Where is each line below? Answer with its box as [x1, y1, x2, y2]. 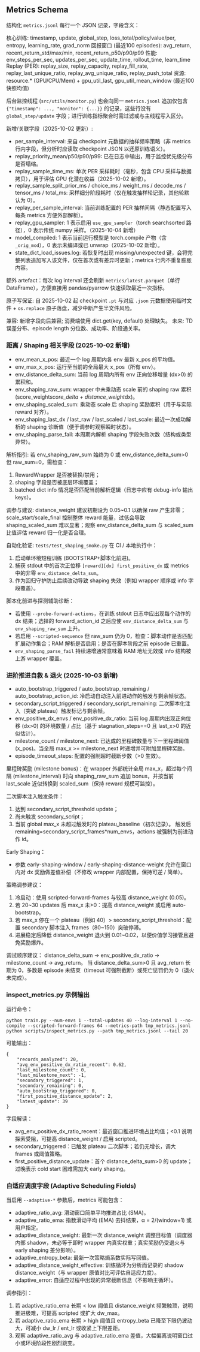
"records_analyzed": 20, [17, 1056, 79, 1062]
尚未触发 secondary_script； [14, 813, 85, 820]
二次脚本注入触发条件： [6, 793, 64, 800]
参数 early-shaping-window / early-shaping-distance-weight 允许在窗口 [14, 861, 192, 868]
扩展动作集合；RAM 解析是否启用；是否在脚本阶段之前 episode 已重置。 [14, 640, 192, 647]
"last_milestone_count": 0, [17, 1067, 87, 1073]
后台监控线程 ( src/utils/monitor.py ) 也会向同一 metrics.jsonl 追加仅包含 [6, 97, 188, 104]
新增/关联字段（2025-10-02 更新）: [6, 125, 94, 132]
